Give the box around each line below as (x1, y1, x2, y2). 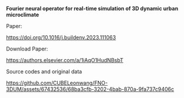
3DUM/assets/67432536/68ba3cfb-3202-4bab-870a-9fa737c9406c (6, 86, 175, 93)
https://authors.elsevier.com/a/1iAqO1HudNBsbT (6, 57, 124, 63)
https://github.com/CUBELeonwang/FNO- (6, 79, 108, 86)
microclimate (6, 11, 40, 18)
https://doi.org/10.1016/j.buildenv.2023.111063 (6, 34, 116, 40)
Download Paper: (6, 45, 48, 52)
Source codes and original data (6, 68, 83, 75)
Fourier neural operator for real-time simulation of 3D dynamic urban (6, 5, 179, 12)
